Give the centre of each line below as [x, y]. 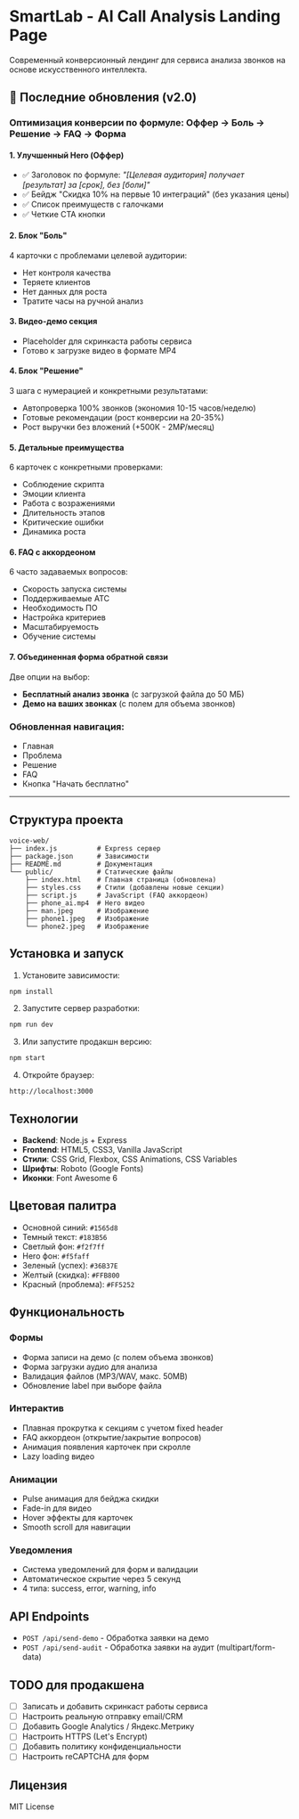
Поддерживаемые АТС [66, 599]
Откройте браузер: [58, 1075]
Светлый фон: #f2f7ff [63, 1246]
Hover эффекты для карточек [77, 1518]
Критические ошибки [63, 522]
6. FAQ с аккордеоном [53, 552]
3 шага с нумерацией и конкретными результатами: [109, 391]
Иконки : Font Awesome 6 [70, 1179]
